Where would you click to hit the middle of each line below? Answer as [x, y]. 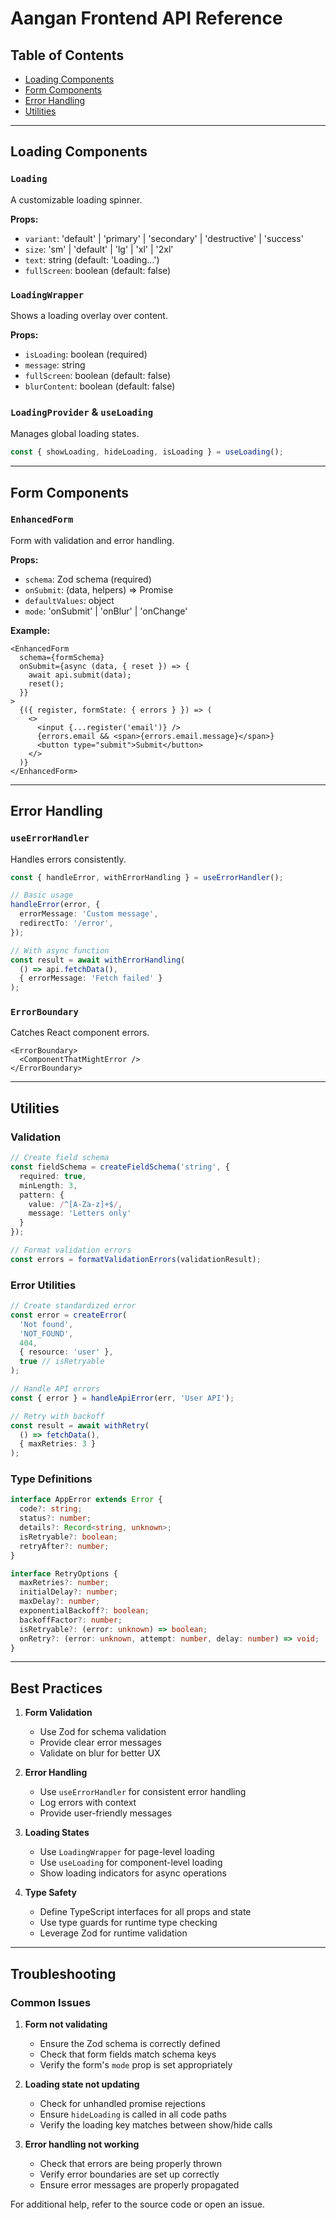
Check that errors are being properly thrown [130, 2163]
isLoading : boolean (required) [86, 354]
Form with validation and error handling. [92, 540]
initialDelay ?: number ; [68, 1592]
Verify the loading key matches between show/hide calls [156, 2124]
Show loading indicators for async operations [133, 1873]
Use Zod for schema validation [103, 1732]
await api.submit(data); [80, 675]
